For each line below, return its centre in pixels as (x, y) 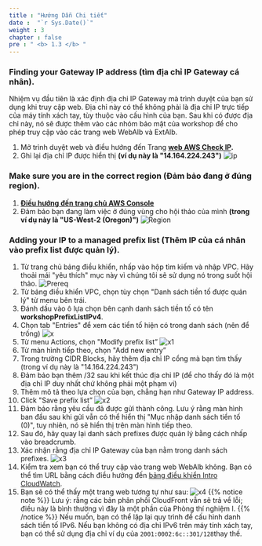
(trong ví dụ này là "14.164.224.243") (80, 367)
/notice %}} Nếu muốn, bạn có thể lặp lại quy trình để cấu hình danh (131, 517)
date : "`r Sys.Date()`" (51, 23)
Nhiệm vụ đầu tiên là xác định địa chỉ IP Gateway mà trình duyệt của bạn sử (131, 99)
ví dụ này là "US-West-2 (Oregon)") (80, 220)
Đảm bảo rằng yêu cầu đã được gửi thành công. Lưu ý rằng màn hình (131, 409)
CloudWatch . (41, 484)
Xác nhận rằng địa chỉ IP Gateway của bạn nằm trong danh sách (124, 450)
